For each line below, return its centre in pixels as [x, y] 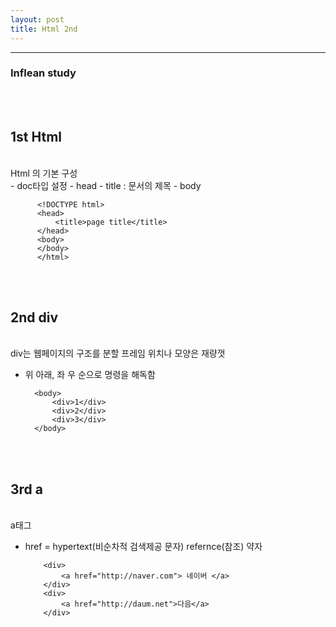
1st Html [36, 137]
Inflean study [43, 73]
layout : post [37, 19]
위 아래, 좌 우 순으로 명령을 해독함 [90, 375]
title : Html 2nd [44, 29]
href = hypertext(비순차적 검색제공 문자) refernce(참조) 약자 [143, 547]
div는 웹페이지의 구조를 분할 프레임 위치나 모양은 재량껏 [118, 353]
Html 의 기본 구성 [44, 173]
